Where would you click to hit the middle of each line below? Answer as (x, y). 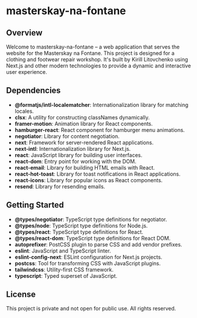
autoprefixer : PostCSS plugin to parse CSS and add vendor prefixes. (98, 244)
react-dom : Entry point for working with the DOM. (75, 161)
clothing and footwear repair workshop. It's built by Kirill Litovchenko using (97, 59)
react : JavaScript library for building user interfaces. (78, 155)
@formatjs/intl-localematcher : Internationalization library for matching (101, 105)
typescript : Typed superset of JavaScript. (66, 275)
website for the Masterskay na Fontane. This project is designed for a (91, 53)
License (21, 295)
